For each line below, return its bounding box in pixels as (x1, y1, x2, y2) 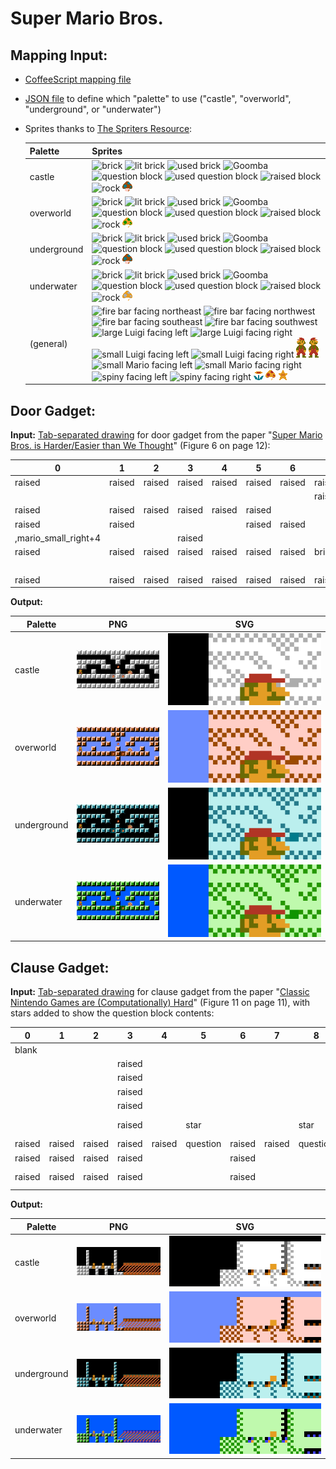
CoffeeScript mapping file (24, 73, 132, 85)
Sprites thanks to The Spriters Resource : (24, 123, 193, 134)
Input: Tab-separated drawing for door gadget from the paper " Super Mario (10, 429, 323, 441)
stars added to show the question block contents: (10, 1007, 215, 1019)
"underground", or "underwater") (24, 103, 162, 115)
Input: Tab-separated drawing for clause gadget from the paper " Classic (10, 986, 310, 998)
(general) (29, 338, 68, 350)
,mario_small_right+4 (14, 532, 102, 544)
